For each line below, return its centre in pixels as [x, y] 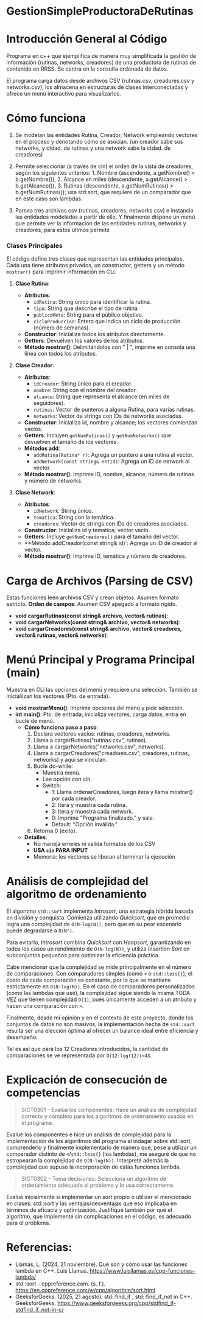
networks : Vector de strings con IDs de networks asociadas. [108, 416]
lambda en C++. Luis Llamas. [51, 1271]
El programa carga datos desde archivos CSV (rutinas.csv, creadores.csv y [100, 81]
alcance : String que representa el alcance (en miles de [101, 396]
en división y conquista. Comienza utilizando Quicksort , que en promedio [98, 918]
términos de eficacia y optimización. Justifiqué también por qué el [89, 1210]
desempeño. [22, 1037]
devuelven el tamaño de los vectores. [71, 442]
